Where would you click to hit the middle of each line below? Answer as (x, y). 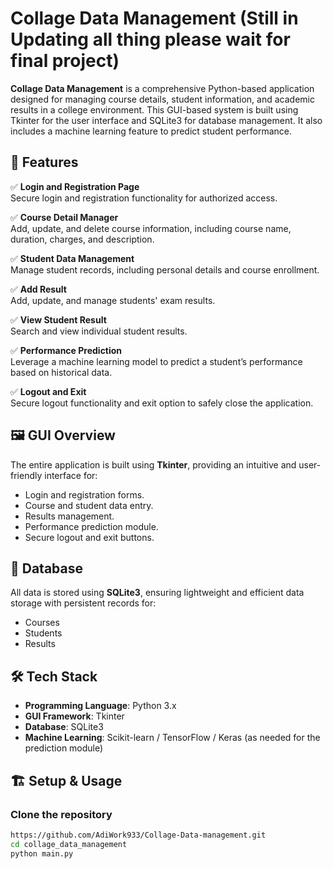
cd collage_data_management (69, 844)
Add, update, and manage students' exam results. (113, 300)
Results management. (69, 516)
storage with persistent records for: (83, 603)
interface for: (71, 475)
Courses (42, 623)
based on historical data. (61, 372)
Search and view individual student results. (99, 331)
